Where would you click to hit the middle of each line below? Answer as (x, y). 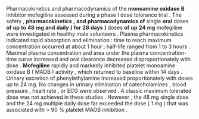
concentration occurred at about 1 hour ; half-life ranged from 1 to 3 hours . (98, 46)
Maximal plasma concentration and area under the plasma (77, 53)
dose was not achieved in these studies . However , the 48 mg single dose (97, 97)
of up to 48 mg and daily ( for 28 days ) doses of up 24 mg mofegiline (94, 27)
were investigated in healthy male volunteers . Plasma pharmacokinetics (95, 34)
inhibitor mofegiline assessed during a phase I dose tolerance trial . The (94, 15)
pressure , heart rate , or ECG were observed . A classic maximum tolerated (99, 91)
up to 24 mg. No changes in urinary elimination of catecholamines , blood (96, 84)
